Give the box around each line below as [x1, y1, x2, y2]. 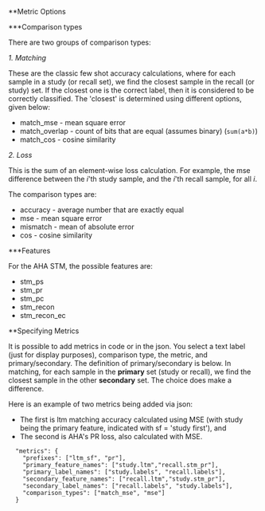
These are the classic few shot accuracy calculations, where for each [8, 69, 236, 78]
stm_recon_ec [19, 311, 66, 320]
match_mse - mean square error [19, 118, 126, 127]
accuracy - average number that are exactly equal [19, 205, 185, 214]
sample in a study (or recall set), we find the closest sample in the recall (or [8, 77, 255, 86]
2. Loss [8, 151, 33, 159]
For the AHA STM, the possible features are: [8, 261, 154, 270]
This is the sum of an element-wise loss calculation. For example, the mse [8, 166, 251, 175]
